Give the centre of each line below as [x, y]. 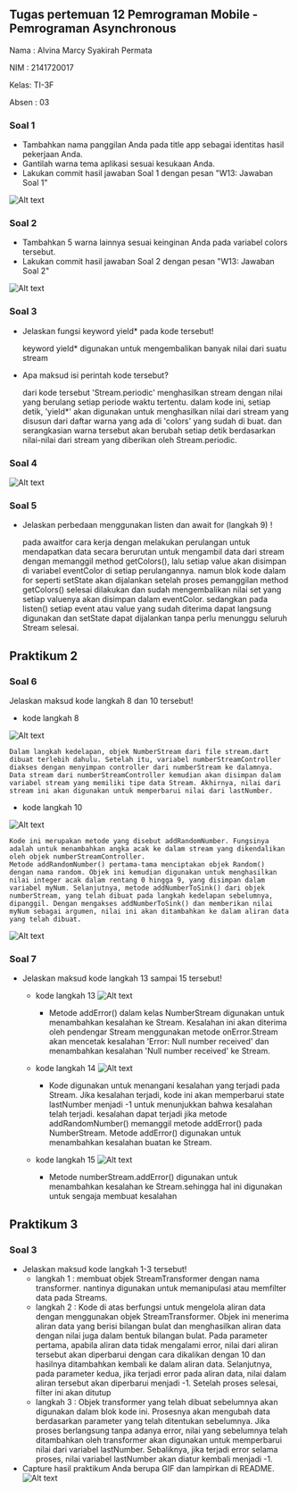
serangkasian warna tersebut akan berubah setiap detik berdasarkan [149, 430]
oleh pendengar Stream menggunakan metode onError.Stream [163, 1032]
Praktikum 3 [44, 1224]
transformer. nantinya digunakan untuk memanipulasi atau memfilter [161, 1288]
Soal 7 [23, 959]
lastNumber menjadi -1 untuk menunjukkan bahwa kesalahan [161, 1105]
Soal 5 [23, 506]
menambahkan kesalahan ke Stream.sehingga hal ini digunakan [166, 1186]
